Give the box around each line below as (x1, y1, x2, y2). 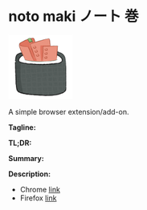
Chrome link (19, 184, 60, 194)
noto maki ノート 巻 (8, 7, 139, 26)
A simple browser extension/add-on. (8, 107, 129, 116)
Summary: (8, 153, 44, 163)
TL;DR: (8, 138, 32, 147)
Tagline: (8, 122, 36, 132)
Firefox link (19, 193, 57, 203)
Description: (8, 169, 51, 179)
